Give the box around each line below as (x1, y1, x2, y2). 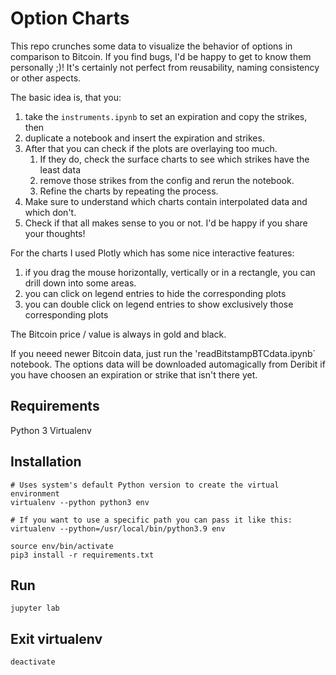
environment (10, 488, 60, 499)
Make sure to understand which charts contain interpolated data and (24, 195, 308, 207)
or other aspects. (10, 72, 82, 84)
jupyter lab (10, 603, 60, 614)
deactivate (10, 657, 56, 667)
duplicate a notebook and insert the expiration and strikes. (24, 132, 265, 144)
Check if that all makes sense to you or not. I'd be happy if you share (24, 217, 308, 229)
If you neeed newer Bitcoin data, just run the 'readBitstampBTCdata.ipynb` (10, 347, 317, 359)
